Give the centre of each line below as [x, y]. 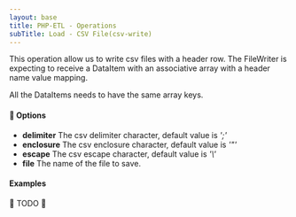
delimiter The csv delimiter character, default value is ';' [125, 135]
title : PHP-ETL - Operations [63, 26]
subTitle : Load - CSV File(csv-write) [81, 34]
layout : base [33, 17]
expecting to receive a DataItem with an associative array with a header [140, 68]
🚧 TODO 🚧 [28, 203]
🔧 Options [28, 115]
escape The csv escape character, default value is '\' [119, 154]
